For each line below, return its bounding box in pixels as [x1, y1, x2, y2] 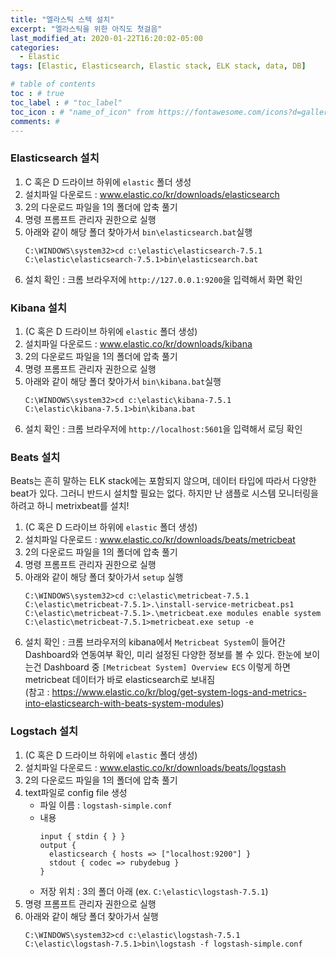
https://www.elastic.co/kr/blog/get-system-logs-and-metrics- [51, 686, 307, 698]
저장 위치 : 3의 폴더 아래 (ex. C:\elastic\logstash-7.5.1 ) [39, 885, 269, 897]
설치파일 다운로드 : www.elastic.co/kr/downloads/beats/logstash [24, 761, 287, 773]
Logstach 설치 [10, 724, 79, 738]
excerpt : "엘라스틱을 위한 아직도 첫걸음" [10, 24, 163, 34]
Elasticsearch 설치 [10, 151, 100, 165]
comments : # [10, 116, 60, 126]
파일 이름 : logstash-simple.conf [39, 799, 173, 811]
